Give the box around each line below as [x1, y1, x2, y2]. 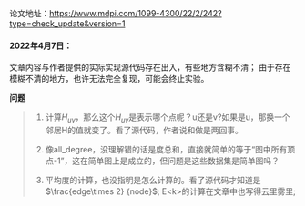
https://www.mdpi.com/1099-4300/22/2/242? [49, 8, 222, 18]
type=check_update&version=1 [9, 18, 126, 29]
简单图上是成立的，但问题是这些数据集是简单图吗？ [87, 155, 280, 166]
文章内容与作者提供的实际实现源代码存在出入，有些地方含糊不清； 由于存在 [9, 62, 291, 73]
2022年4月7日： [9, 40, 73, 51]
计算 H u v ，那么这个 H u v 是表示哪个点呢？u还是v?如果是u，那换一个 [45, 112, 290, 124]
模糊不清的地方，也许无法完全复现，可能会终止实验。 [9, 74, 209, 84]
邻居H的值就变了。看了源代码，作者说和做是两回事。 [45, 125, 243, 135]
